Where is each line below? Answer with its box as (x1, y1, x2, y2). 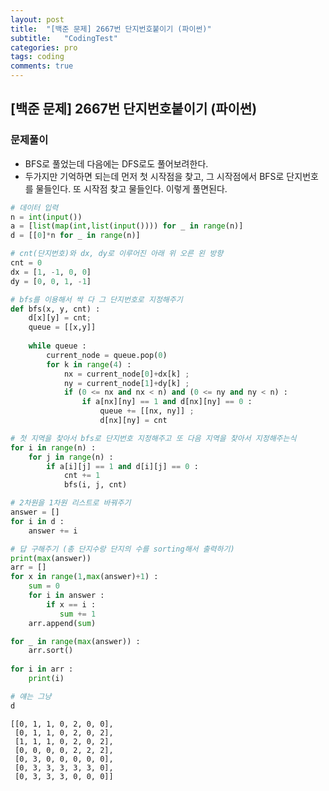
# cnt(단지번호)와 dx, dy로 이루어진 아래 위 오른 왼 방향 (10, 249, 224, 259)
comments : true (10, 61, 74, 71)
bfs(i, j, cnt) (63, 480, 128, 490)
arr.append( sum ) (28, 618, 97, 628)
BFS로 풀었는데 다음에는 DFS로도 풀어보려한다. (24, 157, 209, 170)
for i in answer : (28, 591, 105, 601)
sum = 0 (28, 581, 60, 591)
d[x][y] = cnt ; (28, 313, 92, 323)
